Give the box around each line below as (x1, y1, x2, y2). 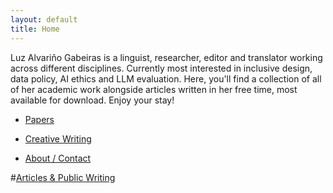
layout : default (10, 14, 78, 25)
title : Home (10, 24, 60, 34)
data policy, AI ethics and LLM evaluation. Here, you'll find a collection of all (10, 72, 322, 85)
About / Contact (24, 152, 92, 164)
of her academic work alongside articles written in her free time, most (10, 83, 298, 95)
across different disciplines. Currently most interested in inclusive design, (10, 62, 313, 74)
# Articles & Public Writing (10, 171, 116, 183)
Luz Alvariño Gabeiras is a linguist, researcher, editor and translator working (10, 51, 323, 63)
